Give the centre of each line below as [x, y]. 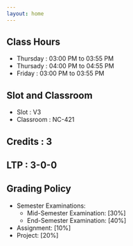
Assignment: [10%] [44, 228]
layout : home [25, 14]
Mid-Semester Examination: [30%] [76, 213]
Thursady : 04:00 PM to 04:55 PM [65, 66]
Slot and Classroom [50, 95]
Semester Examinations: [51, 206]
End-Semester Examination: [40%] [77, 220]
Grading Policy [39, 189]
